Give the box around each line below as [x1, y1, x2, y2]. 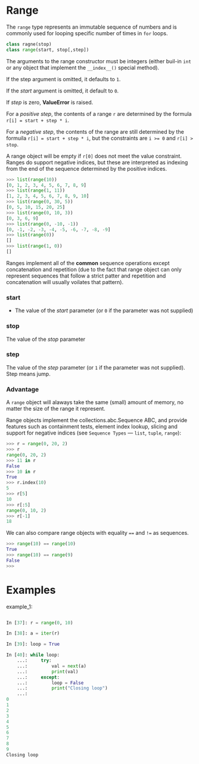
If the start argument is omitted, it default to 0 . [6, 87, 119, 94]
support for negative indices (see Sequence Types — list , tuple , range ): [6, 429, 182, 436]
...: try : [17, 658, 52, 664]
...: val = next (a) [17, 663, 86, 669]
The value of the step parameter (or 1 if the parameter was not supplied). [6, 363, 186, 371]
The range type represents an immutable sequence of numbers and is [6, 23, 177, 30]
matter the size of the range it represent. [6, 405, 105, 412]
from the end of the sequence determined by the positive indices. [6, 165, 167, 172]
